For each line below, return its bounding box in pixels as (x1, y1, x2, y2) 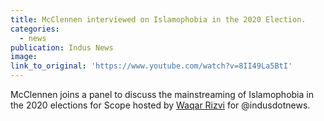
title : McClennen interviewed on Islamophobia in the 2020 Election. (10, 14, 307, 25)
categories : (10, 24, 60, 34)
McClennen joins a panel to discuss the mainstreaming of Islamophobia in (10, 89, 314, 100)
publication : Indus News (10, 42, 114, 53)
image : (10, 52, 38, 62)
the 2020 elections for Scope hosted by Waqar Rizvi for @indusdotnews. (10, 99, 311, 111)
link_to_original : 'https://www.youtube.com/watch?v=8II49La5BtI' (10, 61, 293, 71)
